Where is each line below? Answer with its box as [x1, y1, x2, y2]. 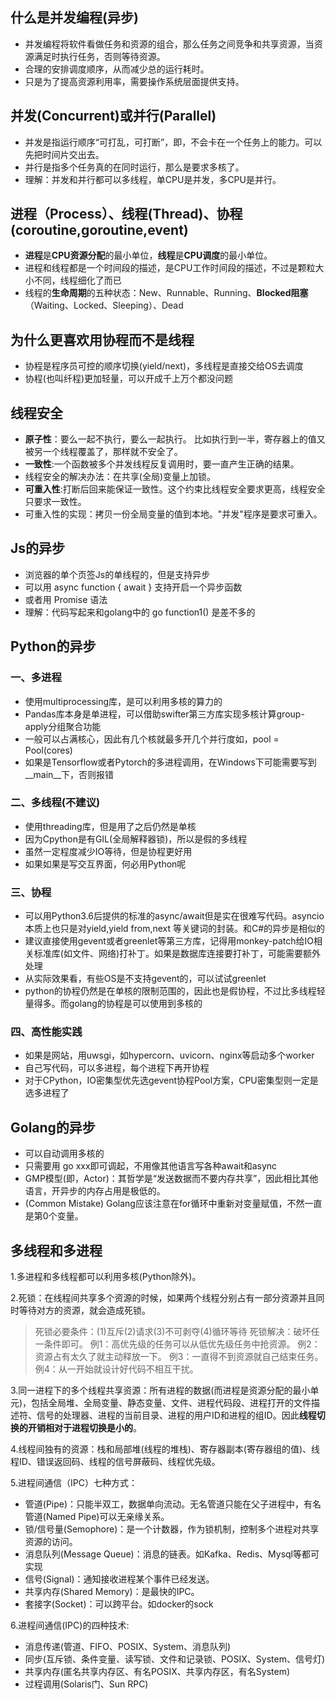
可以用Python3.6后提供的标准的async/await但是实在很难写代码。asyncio [24, 910, 325, 922]
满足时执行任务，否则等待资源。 [33, 50, 166, 62]
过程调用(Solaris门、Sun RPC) [24, 1678, 149, 1690]
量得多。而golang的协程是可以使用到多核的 [24, 998, 203, 1010]
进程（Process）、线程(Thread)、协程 [10, 206, 243, 223]
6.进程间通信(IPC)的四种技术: [10, 1619, 130, 1632]
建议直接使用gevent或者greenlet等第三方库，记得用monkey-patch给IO [24, 935, 314, 947]
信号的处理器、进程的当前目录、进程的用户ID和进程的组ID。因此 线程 [36, 1409, 317, 1422]
